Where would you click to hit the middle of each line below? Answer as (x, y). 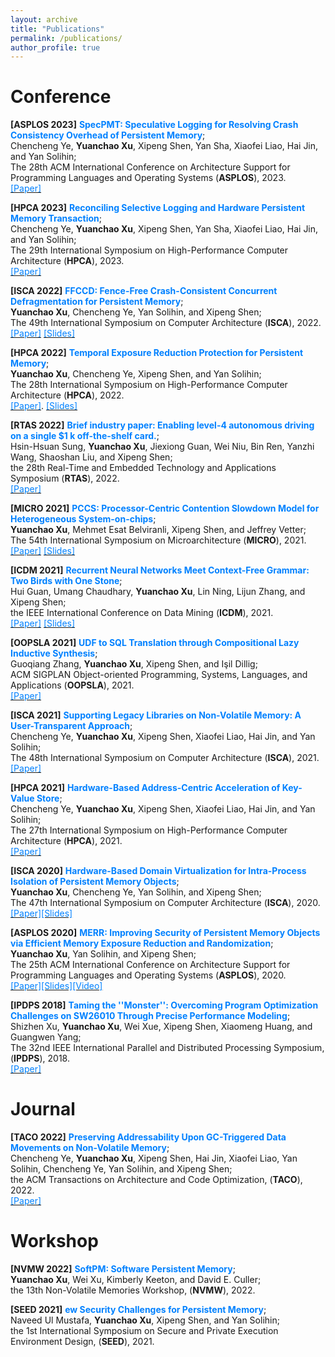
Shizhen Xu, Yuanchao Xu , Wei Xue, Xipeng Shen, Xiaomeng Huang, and (161, 1027)
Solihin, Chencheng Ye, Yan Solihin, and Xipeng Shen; (121, 1169)
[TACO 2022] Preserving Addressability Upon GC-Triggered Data (148, 1137)
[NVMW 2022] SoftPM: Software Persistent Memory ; (123, 1269)
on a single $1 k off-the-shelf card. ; (85, 436)
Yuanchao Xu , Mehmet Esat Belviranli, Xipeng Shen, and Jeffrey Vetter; (158, 530)
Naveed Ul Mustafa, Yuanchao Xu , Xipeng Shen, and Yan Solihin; (145, 1320)
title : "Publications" (57, 29)
